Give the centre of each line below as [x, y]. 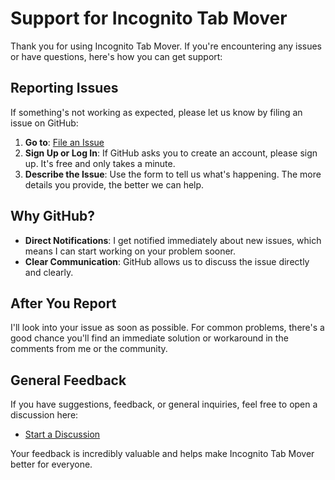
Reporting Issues [64, 88]
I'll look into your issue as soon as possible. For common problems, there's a [167, 328]
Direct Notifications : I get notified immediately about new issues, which [173, 240]
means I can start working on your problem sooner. [130, 251]
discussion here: [44, 415]
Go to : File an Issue [64, 142]
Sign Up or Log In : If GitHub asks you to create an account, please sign [171, 153]
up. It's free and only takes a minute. [100, 163]
